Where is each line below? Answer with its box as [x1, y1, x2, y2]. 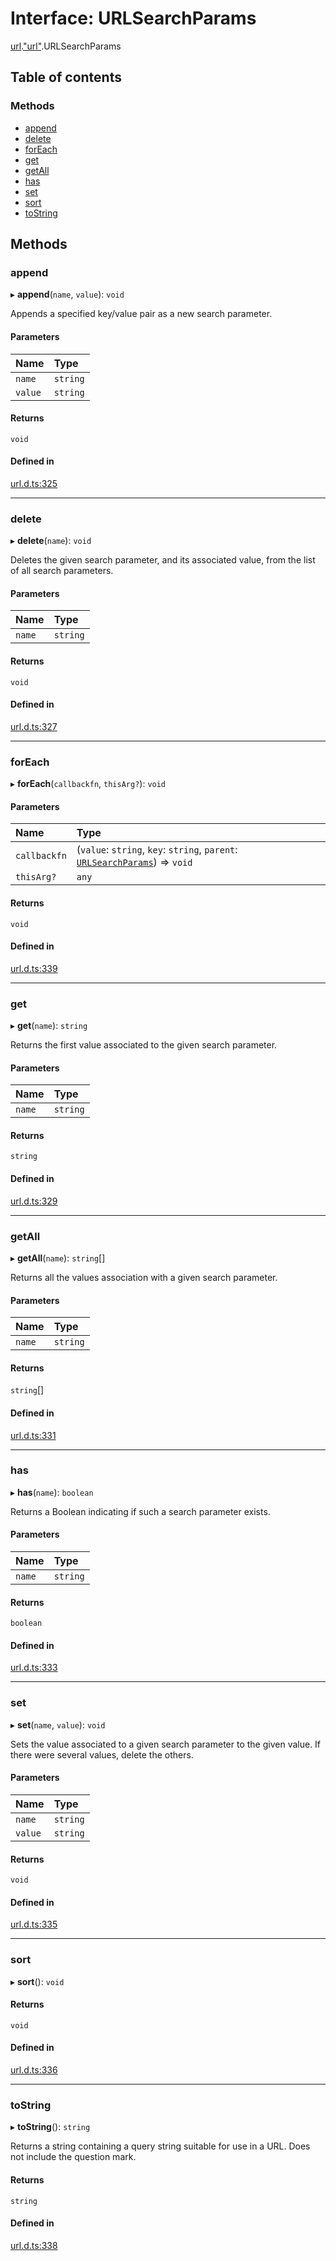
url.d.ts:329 [10, 1195, 58, 1207]
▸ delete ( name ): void [10, 535, 92, 547]
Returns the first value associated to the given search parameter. [10, 1039, 278, 1051]
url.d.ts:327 [10, 720, 58, 732]
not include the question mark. [10, 2151, 137, 2163]
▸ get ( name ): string [10, 1020, 88, 1032]
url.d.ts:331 [10, 1429, 57, 1441]
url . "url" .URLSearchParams [10, 40, 122, 52]
